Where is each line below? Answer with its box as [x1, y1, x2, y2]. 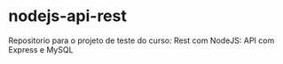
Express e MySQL [8, 44, 74, 54]
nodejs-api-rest [8, 6, 128, 26]
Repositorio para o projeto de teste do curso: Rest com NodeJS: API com [8, 35, 275, 46]
